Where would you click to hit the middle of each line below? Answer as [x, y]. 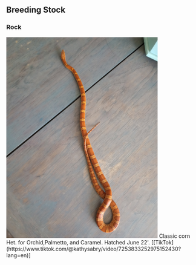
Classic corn [175, 236]
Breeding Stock [36, 10]
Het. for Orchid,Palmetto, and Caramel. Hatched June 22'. [78, 242]
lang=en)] [19, 255]
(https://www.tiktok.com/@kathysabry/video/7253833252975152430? [94, 249]
